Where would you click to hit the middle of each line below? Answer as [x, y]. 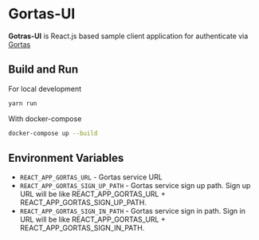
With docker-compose [45, 118]
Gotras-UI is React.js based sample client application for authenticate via [128, 36]
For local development [45, 89]
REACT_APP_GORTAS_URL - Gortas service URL [91, 177]
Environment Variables [66, 157]
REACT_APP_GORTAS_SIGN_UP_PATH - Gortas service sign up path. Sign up [135, 186]
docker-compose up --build [53, 133]
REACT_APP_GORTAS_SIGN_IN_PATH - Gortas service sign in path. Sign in [132, 211]
